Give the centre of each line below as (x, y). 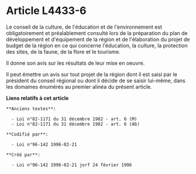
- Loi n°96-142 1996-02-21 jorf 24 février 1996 (72, 165)
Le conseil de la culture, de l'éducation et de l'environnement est (84, 27)
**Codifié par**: (27, 134)
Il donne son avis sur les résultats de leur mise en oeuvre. (75, 63)
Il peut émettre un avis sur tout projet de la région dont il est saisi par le (92, 74)
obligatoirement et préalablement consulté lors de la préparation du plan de (97, 33)
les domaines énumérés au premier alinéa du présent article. (79, 86)
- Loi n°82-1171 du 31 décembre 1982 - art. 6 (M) (74, 119)
